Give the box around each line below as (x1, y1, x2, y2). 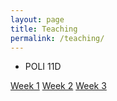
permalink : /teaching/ (10, 33, 105, 43)
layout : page (10, 14, 65, 25)
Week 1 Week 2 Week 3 (10, 80, 107, 92)
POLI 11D (24, 61, 62, 73)
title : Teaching (10, 24, 78, 34)
